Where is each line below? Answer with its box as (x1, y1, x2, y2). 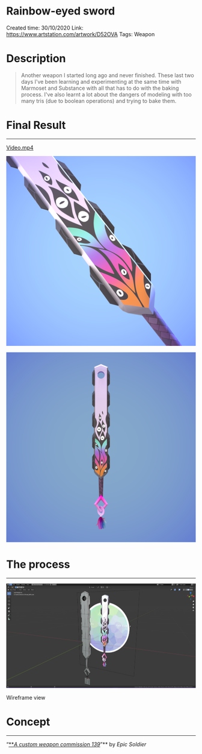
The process (6, 558, 70, 571)
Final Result (6, 119, 66, 132)
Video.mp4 (6, 143, 34, 151)
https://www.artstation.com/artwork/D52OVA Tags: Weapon (6, 30, 155, 37)
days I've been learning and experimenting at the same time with (20, 78, 182, 85)
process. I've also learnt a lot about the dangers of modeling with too (20, 90, 192, 98)
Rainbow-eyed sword (6, 4, 115, 18)
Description (6, 52, 66, 66)
